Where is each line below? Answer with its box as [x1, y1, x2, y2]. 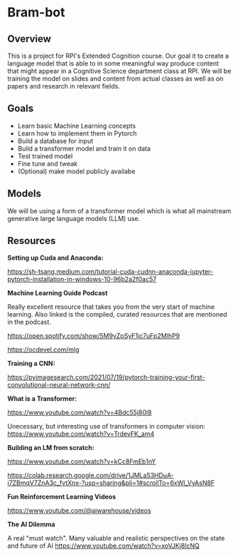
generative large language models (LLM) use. [7, 214, 141, 223]
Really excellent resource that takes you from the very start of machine [7, 302, 215, 311]
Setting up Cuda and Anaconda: [7, 254, 104, 262]
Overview [7, 33, 52, 45]
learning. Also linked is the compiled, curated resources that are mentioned [7, 310, 227, 319]
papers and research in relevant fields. [7, 82, 121, 90]
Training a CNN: [7, 359, 55, 368]
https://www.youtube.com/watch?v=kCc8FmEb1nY [7, 457, 156, 466]
